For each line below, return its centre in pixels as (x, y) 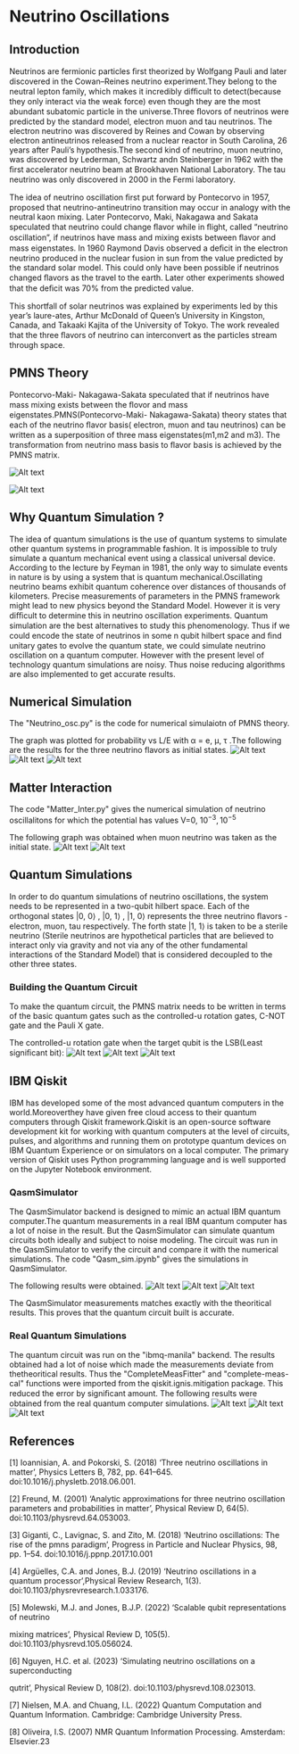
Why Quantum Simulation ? (87, 518)
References (42, 1441)
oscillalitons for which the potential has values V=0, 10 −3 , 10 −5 (123, 819)
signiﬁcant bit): (37, 1053)
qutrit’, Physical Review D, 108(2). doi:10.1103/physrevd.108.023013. (133, 1688)
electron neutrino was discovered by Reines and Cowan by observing (137, 131)
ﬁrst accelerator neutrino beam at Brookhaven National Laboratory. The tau (147, 170)
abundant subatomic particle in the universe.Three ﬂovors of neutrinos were (149, 112)
